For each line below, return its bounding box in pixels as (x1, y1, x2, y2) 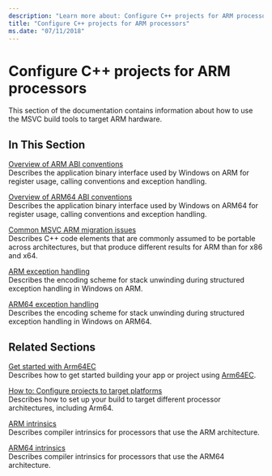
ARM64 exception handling (8, 300, 100, 309)
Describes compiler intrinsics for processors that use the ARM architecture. (8, 427, 261, 437)
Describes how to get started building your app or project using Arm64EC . (8, 370, 257, 380)
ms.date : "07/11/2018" (8, 27, 85, 35)
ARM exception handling (8, 266, 91, 276)
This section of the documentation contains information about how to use (8, 106, 253, 116)
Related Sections (8, 340, 96, 354)
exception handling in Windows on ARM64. (8, 317, 152, 326)
